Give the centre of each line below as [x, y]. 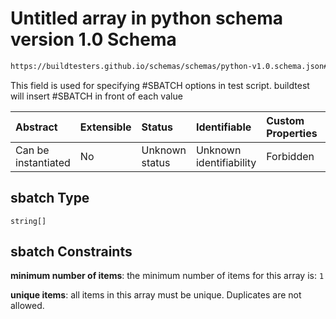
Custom [285, 120]
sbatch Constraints [71, 252]
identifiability [226, 162]
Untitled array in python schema [146, 18]
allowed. [27, 306]
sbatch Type [50, 198]
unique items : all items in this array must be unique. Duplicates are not [156, 295]
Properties [292, 133]
